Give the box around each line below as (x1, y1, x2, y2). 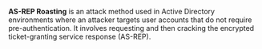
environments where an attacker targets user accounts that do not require (8, 15, 252, 24)
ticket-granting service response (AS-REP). (8, 32, 151, 41)
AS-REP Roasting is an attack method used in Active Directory (8, 7, 215, 16)
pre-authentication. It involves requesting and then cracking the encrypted (8, 24, 255, 32)
